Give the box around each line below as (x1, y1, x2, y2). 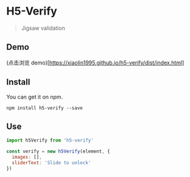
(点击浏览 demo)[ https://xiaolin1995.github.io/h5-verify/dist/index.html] (6, 59, 185, 66)
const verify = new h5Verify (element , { (6, 148, 111, 154)
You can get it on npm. (6, 93, 63, 100)
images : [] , (12, 154, 43, 161)
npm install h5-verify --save (6, 105, 83, 111)
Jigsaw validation (21, 24, 65, 32)
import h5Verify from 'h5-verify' (6, 137, 94, 144)
